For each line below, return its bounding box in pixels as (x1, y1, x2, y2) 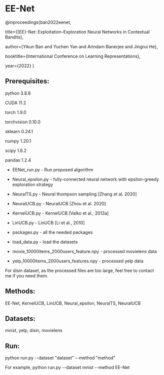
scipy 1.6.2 (5, 148, 27, 153)
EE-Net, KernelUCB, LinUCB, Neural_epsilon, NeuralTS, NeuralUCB (5, 300, 141, 306)
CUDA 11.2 (5, 100, 26, 106)
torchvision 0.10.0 (5, 119, 41, 125)
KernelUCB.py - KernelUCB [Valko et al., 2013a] (12, 210, 109, 216)
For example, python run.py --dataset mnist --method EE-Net (5, 365, 130, 371)
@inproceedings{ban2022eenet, (5, 19, 71, 25)
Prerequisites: (5, 77, 49, 85)
